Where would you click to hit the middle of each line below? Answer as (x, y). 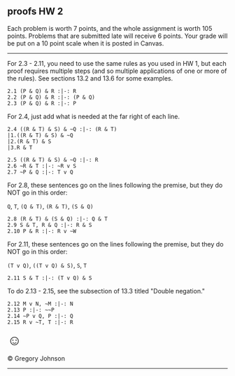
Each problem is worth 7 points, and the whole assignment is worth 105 (110, 28)
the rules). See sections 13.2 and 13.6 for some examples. (90, 78)
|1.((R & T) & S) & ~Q (40, 135)
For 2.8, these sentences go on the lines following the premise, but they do (115, 185)
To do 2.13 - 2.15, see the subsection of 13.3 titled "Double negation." (106, 291)
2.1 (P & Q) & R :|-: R (42, 91)
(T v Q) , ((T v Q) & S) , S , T (47, 265)
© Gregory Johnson (36, 358)
